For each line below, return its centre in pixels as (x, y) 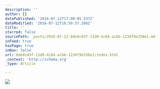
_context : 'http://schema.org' (37, 59)
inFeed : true (18, 41)
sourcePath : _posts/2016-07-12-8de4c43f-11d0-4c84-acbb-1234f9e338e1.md (80, 37)
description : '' (21, 9)
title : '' (15, 28)
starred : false (20, 32)
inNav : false (18, 50)
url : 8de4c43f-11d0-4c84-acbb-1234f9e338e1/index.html (62, 55)
